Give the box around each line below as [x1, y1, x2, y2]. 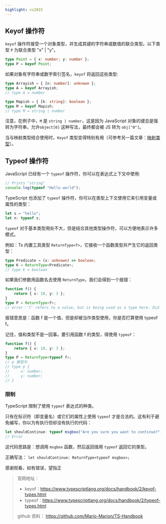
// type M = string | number [5, 108, 65, 113]
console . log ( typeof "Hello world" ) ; [5, 185, 81, 191]
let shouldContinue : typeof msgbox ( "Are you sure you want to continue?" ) [5, 429, 163, 434]
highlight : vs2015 [5, 7, 43, 12]
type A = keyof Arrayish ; [5, 86, 58, 91]
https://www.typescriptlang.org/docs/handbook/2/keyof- [40, 486, 157, 492]
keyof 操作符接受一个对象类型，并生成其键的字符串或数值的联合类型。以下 [5, 41, 156, 47]
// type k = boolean [5, 267, 48, 272]
